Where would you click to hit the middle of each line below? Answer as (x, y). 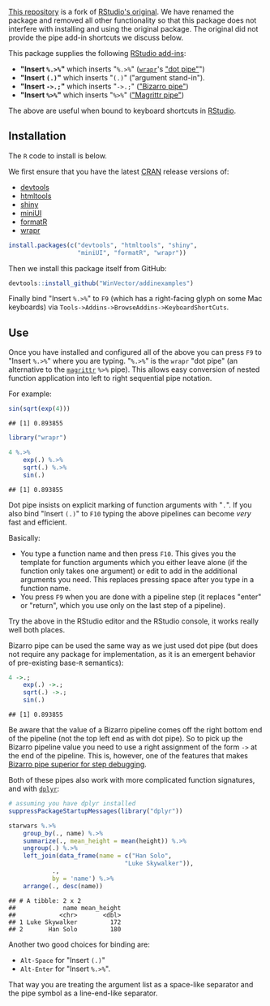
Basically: (24, 538)
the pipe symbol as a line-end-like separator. (83, 993)
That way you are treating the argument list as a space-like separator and (131, 984)
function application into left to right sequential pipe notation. (110, 378)
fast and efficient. (38, 522)
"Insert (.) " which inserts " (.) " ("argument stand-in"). (112, 78)
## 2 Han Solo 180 (65, 929)
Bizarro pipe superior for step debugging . (78, 764)
